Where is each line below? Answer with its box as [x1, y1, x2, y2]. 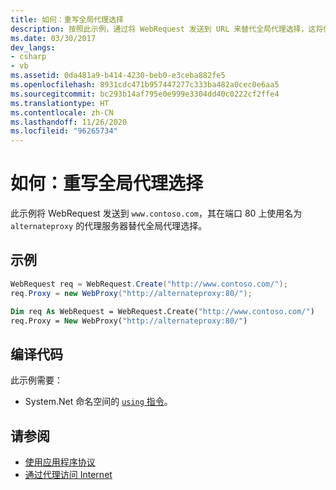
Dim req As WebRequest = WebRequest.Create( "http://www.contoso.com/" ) [10, 306, 315, 316]
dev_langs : [10, 42, 56, 53]
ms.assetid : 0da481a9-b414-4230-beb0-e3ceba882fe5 [10, 71, 226, 81]
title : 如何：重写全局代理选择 [10, 14, 124, 25]
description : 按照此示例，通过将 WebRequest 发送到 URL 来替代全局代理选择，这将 [10, 24, 324, 34]
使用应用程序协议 [24, 456, 96, 468]
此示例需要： [10, 374, 63, 386]
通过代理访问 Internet [24, 469, 113, 480]
